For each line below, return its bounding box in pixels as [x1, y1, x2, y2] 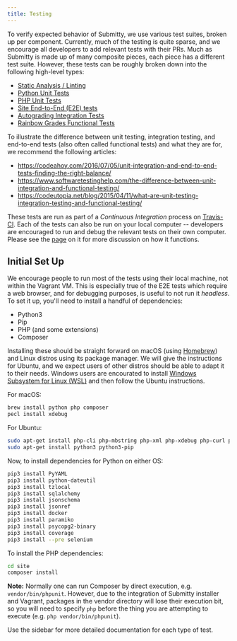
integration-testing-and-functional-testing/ [17, 199, 142, 207]
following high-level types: [7, 67, 85, 76]
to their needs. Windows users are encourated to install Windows [7, 369, 197, 378]
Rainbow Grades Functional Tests [17, 118, 115, 127]
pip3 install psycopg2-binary [7, 523, 97, 530]
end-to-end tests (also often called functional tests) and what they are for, [7, 139, 223, 149]
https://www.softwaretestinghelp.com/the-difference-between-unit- [17, 176, 217, 185]
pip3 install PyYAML [7, 470, 68, 478]
